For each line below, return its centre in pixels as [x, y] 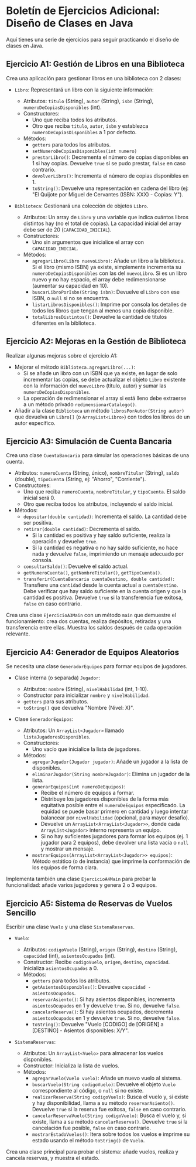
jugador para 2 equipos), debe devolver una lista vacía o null [115, 843]
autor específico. [35, 423]
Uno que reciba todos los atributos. [75, 120]
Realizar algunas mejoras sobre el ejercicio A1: [62, 355]
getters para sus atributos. [56, 702]
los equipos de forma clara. [65, 867]
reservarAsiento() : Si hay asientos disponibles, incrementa [104, 999]
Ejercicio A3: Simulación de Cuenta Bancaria [89, 441]
